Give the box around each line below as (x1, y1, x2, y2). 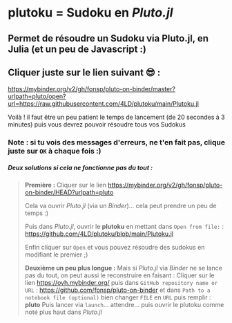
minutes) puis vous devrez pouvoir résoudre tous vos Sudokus (8, 120, 186, 129)
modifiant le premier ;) (24, 250, 88, 259)
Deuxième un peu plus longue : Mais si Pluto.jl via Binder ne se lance (24, 264, 223, 273)
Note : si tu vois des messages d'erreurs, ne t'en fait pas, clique (8, 138, 225, 147)
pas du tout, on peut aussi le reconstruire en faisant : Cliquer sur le (24, 271, 215, 279)
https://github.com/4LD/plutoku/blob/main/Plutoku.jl (24, 230, 173, 238)
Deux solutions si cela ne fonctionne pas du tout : (8, 163, 153, 172)
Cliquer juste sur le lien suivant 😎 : (8, 66, 161, 78)
